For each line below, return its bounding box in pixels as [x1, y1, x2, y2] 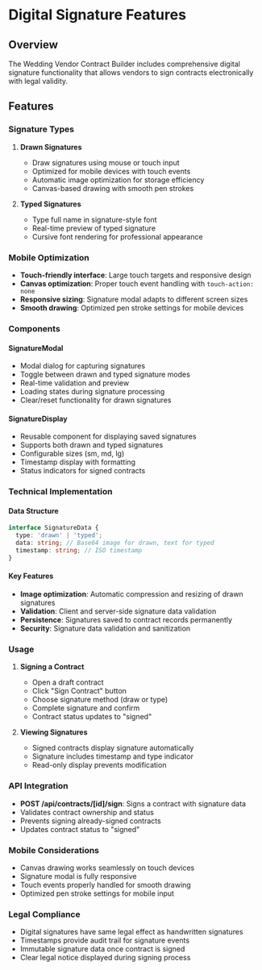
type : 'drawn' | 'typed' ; [15, 531, 103, 539]
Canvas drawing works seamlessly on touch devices [19, 863, 195, 872]
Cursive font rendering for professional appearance [31, 231, 203, 241]
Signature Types [8, 123, 75, 135]
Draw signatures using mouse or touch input [31, 157, 180, 167]
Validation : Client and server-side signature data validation [19, 606, 217, 616]
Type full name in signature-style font [31, 214, 157, 224]
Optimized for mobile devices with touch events [31, 166, 191, 176]
